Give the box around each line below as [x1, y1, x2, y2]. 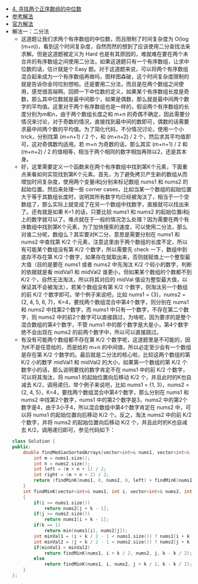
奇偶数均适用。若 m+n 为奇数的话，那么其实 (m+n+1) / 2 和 [41, 141, 188, 147]
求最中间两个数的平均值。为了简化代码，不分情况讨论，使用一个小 [20, 126, 184, 132]
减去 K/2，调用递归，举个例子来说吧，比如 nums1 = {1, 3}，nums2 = [20, 381, 190, 388]
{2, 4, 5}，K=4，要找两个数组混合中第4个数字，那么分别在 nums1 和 [20, 389, 189, 396]
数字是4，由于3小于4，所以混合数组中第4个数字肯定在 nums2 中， [20, 404, 186, 411]
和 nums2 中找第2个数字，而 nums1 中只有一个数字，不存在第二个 [20, 306, 184, 313]
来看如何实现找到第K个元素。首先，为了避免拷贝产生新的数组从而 [26, 171, 188, 177]
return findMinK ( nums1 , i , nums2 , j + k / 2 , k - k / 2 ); [44, 561, 193, 567]
